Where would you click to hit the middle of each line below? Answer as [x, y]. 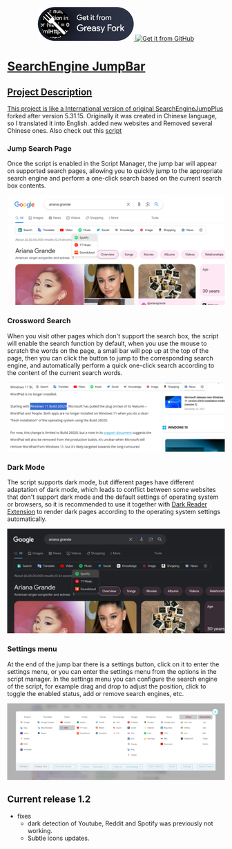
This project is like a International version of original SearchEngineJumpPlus [115, 109]
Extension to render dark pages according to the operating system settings [114, 512]
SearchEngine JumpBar [76, 67]
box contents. [27, 185]
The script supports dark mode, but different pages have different [101, 482]
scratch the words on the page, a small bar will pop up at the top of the [108, 350]
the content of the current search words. [65, 372]
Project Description [50, 92]
